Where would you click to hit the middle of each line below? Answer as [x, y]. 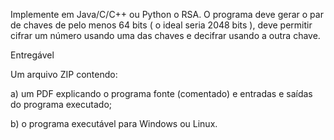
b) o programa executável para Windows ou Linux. [114, 123]
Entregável [32, 55]
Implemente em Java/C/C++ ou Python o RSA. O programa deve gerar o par [167, 14]
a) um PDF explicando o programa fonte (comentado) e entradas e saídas [161, 93]
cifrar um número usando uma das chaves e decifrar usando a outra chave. [165, 35]
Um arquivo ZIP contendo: [64, 74]
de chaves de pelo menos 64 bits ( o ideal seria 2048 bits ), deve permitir [161, 25]
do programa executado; [61, 104]
